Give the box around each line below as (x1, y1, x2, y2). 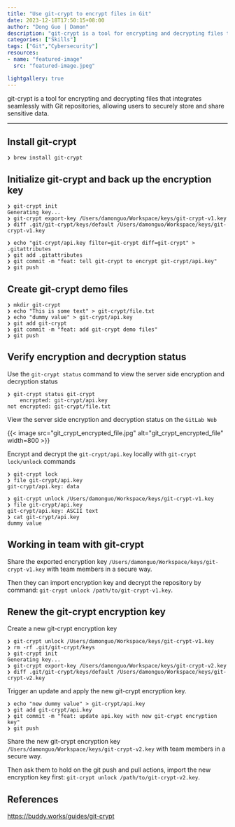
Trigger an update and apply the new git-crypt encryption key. (7, 687, 187, 695)
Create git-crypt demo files (7, 283, 129, 295)
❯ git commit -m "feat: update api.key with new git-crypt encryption (7, 713, 218, 720)
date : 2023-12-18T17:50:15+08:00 (7, 17, 105, 24)
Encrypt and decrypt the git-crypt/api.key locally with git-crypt (7, 449, 197, 458)
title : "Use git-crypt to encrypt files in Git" (7, 10, 152, 17)
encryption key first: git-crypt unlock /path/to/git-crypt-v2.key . (7, 773, 201, 782)
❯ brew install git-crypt (7, 155, 83, 162)
